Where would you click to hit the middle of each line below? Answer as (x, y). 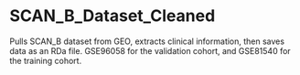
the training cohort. (46, 60)
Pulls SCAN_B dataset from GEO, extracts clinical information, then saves (147, 41)
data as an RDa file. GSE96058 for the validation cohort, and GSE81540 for (150, 50)
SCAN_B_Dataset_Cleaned (112, 16)
